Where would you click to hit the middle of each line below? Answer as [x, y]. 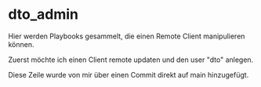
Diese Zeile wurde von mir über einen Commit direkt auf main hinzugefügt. [129, 74]
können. [21, 44]
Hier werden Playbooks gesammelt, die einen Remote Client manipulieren [127, 36]
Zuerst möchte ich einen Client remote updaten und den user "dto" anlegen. [131, 60]
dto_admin [43, 14]
